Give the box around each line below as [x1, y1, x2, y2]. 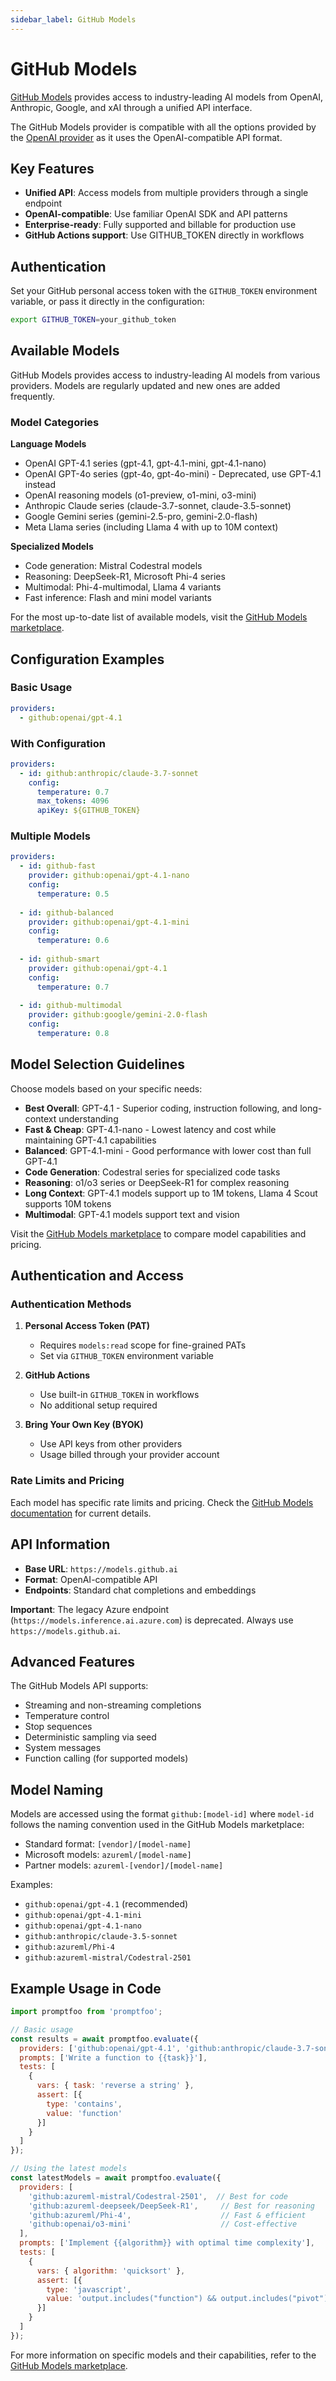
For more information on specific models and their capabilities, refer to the [10, 2349, 317, 2361]
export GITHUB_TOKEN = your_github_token [10, 315, 177, 325]
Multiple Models [10, 829, 91, 843]
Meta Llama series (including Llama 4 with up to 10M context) [24, 521, 279, 533]
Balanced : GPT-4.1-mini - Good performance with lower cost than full [24, 1144, 312, 1156]
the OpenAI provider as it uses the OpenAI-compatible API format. [10, 131, 283, 143]
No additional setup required [39, 1399, 158, 1411]
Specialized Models [10, 541, 94, 553]
